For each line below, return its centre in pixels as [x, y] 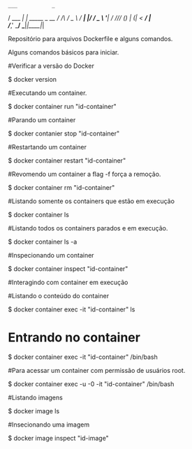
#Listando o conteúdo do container [59, 296]
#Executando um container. [47, 93]
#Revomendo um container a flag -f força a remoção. [84, 174]
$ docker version [32, 80]
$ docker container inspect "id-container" [68, 269]
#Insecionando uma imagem [49, 425]
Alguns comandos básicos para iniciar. [64, 52]
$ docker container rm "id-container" [61, 188]
